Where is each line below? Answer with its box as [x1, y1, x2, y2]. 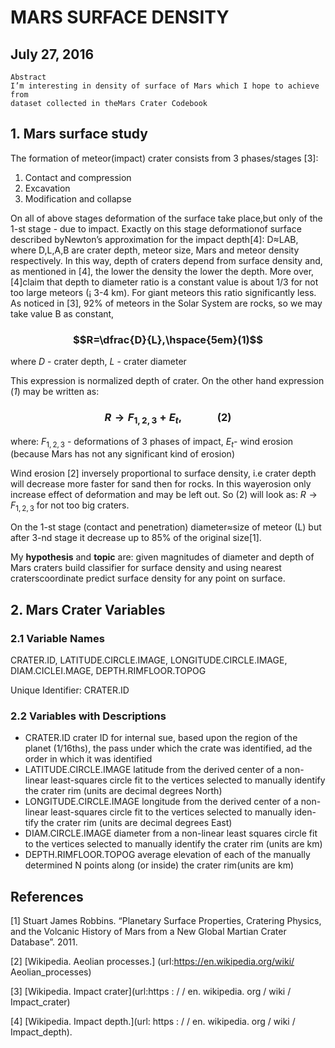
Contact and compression [24, 171, 132, 183]
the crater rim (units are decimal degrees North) [24, 785, 223, 797]
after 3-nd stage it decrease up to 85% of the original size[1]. [10, 532, 262, 544]
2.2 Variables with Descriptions [10, 709, 167, 723]
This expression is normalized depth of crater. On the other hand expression [10, 375, 325, 387]
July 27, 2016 [10, 46, 95, 63]
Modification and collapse [24, 192, 132, 205]
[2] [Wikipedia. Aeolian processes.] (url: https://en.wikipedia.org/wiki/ [10, 956, 295, 968]
